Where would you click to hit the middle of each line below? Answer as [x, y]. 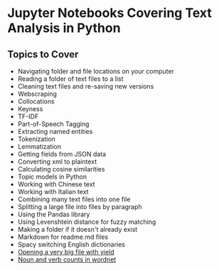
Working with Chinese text [56, 184]
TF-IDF [28, 116]
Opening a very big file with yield [66, 252]
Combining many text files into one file [74, 199]
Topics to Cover [43, 54]
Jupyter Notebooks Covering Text [109, 13]
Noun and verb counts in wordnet [67, 259]
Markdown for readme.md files [63, 237]
